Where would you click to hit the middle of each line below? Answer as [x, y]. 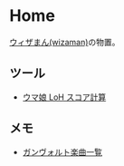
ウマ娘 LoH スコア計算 [64, 97]
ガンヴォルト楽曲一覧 [62, 151]
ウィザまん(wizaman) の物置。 [65, 42]
